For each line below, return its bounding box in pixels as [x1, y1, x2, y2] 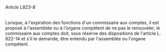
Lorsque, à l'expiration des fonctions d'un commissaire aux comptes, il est [5, 20, 159, 26]
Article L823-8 [5, 4, 36, 10]
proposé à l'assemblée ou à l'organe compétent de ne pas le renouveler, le [5, 25, 160, 31]
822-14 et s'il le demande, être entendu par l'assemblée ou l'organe [5, 36, 146, 42]
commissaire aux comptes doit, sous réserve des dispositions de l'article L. [5, 30, 161, 36]
